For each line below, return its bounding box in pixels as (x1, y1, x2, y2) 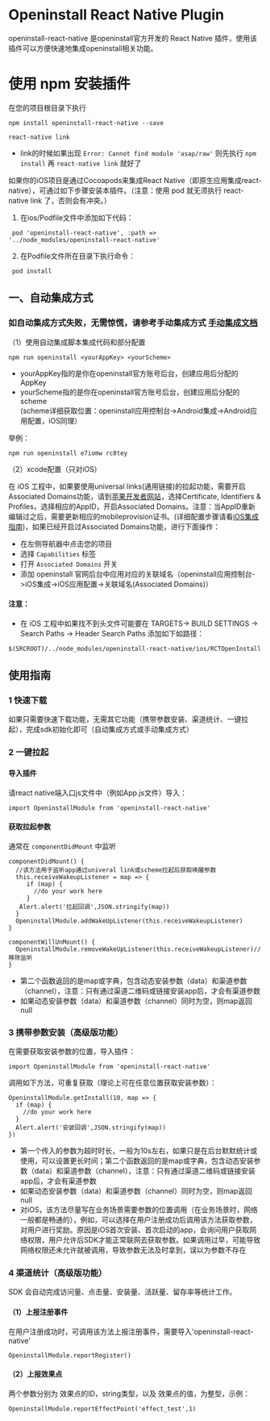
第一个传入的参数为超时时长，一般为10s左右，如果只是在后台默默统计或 (19, 1146, 258, 1156)
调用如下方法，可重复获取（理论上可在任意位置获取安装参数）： (8, 1078, 217, 1088)
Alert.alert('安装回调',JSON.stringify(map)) (15, 1123, 167, 1132)
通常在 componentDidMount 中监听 (8, 841, 117, 851)
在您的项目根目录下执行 (8, 102, 86, 112)
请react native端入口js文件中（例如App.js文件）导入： (8, 788, 187, 798)
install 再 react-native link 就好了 (19, 158, 142, 168)
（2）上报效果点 (8, 1369, 63, 1379)
